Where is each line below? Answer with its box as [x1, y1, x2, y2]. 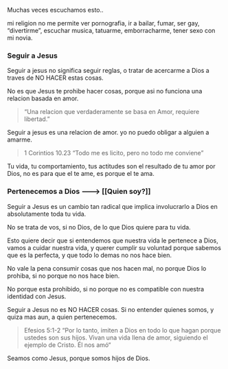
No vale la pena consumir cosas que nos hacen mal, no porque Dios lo [7, 264, 207, 272]
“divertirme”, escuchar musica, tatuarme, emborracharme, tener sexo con [7, 27, 216, 34]
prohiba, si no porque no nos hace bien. [7, 271, 120, 280]
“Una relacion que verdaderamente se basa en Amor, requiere [23, 108, 200, 116]
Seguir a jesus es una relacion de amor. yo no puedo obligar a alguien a [7, 128, 209, 137]
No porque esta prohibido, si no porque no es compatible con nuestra [7, 284, 205, 293]
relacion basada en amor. [7, 94, 79, 102]
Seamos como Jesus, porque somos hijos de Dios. [7, 354, 150, 362]
